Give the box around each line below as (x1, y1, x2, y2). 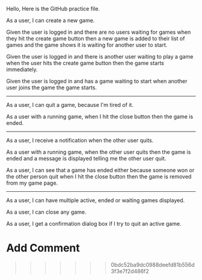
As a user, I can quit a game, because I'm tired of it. (6, 101, 134, 108)
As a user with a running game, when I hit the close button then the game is (6, 113, 194, 120)
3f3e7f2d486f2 (111, 267, 149, 275)
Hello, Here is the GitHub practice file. (6, 5, 100, 12)
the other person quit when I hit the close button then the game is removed (6, 173, 192, 180)
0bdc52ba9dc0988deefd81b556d (111, 261, 195, 268)
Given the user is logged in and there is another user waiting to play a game (6, 53, 194, 60)
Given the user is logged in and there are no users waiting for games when (6, 28, 191, 36)
